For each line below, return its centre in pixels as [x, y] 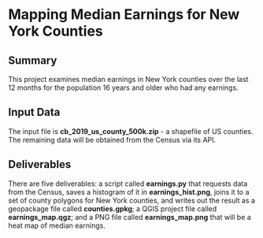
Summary [33, 60]
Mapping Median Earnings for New [124, 15]
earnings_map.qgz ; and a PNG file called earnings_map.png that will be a [130, 217]
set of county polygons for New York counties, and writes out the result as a [132, 200]
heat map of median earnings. [57, 225]
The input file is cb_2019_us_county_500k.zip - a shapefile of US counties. [131, 131]
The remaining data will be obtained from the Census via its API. [112, 139]
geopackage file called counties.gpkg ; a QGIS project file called [113, 208]
